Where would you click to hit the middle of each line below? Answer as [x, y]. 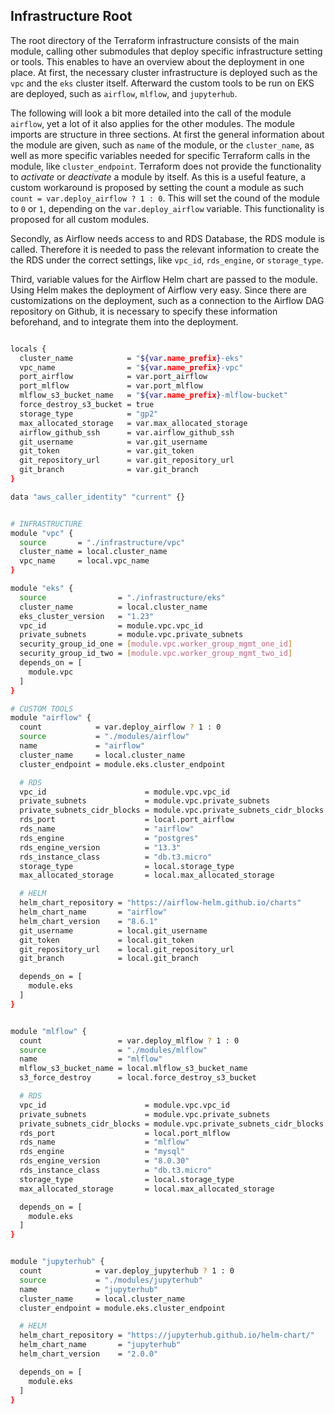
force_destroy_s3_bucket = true [87, 405]
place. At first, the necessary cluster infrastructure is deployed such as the [164, 72]
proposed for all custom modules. [80, 219]
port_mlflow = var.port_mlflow [111, 386]
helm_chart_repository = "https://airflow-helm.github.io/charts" [160, 903]
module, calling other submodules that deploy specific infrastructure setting [166, 51]
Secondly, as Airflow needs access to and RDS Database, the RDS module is [167, 238]
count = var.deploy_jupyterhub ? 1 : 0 [127, 1271]
